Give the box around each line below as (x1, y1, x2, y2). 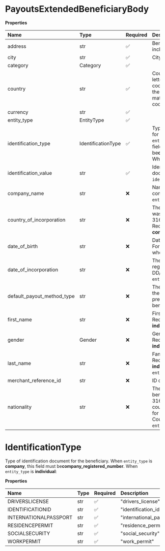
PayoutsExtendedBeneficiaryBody (5, 3, 149, 15)
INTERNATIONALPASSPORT (7, 514, 73, 520)
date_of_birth (7, 243, 38, 250)
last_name (7, 359, 31, 366)
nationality (7, 403, 32, 410)
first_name (7, 316, 32, 323)
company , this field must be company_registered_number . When (5, 463, 138, 469)
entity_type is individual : (5, 468, 57, 474)
